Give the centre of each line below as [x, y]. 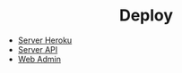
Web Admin [39, 59]
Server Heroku [45, 40]
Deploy [146, 16]
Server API [38, 49]
